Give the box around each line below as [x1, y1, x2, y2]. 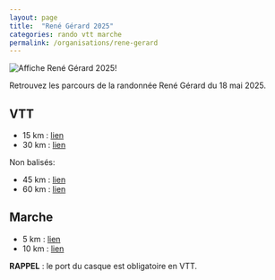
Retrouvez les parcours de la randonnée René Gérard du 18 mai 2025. [9, 80, 267, 91]
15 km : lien [21, 130, 64, 141]
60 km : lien [21, 184, 66, 195]
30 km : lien [21, 140, 66, 151]
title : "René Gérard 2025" [9, 22, 115, 31]
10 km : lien [21, 243, 64, 254]
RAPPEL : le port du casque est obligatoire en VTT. [9, 260, 198, 271]
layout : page [9, 13, 58, 22]
